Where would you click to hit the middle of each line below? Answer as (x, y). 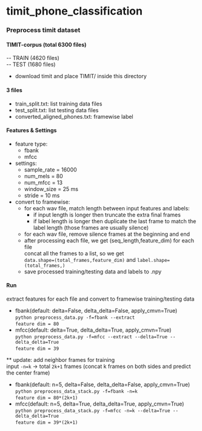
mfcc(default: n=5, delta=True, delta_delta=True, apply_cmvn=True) (99, 404)
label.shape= (153, 260)
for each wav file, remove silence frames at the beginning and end (107, 234)
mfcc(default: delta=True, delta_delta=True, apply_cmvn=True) (93, 330)
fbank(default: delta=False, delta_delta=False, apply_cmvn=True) (96, 310)
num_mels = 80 (44, 176)
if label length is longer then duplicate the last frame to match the (115, 221)
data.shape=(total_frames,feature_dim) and (80, 259)
